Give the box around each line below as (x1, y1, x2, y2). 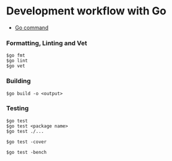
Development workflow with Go (6, 4, 167, 18)
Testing (6, 104, 29, 113)
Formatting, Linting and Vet (6, 39, 87, 47)
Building (6, 77, 31, 85)
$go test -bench (6, 149, 47, 155)
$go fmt (6, 53, 26, 59)
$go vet (6, 63, 26, 69)
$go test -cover (6, 139, 47, 145)
